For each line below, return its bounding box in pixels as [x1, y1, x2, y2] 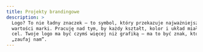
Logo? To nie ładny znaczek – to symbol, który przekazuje [11, 20, 164, 26]
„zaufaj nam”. [11, 36, 47, 42]
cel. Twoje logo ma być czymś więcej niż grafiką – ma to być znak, [11, 31, 188, 37]
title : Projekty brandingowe [6, 8, 80, 15]
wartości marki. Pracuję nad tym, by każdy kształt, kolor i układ [11, 25, 185, 32]
